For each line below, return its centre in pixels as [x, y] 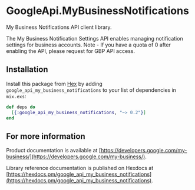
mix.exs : [16, 96]
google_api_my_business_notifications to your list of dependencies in [91, 90]
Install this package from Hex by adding [54, 84]
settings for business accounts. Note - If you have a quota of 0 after [88, 45]
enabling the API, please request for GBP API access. [71, 51]
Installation [27, 70]
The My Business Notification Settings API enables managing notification [95, 38]
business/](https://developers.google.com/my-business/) [76, 156]
